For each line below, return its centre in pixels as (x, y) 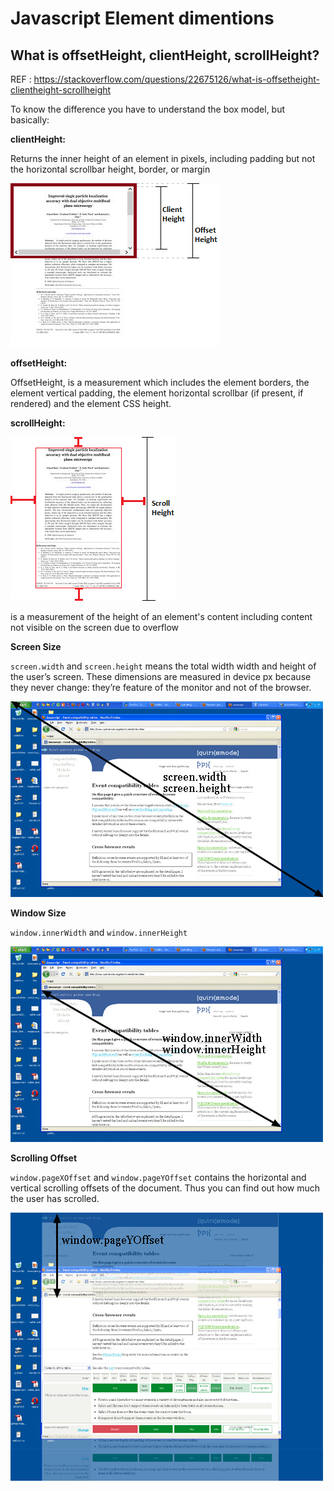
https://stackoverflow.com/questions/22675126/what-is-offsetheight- (176, 79)
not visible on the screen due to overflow (95, 627)
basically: (30, 120)
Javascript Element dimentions (142, 18)
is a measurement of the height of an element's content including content (161, 616)
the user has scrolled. (55, 1198)
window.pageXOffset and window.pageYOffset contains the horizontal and (158, 1177)
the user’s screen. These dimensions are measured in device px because (161, 676)
